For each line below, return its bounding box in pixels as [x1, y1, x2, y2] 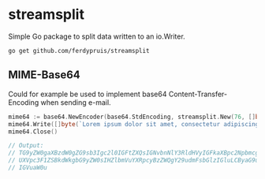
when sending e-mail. [40, 97, 112, 107]
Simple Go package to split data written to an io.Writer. [8, 32, 185, 41]
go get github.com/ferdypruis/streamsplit [8, 47, 150, 54]
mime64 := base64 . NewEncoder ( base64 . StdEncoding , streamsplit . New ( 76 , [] [8, 113, 256, 121]
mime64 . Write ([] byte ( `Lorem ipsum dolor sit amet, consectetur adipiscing [8, 120, 259, 128]
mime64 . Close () [8, 128, 58, 136]
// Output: [8, 142, 44, 150]
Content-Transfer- [168, 89, 228, 99]
